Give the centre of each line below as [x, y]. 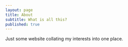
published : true [22, 24]
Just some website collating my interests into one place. [64, 39]
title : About [19, 15]
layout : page [19, 10]
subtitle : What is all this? [36, 19]
